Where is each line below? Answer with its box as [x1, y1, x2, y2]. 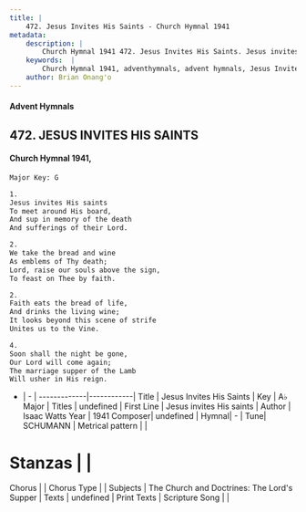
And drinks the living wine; [9, 308, 120, 317]
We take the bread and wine [9, 248, 117, 258]
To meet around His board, [9, 206, 112, 215]
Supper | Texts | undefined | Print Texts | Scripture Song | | [9, 492, 230, 503]
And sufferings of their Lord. [9, 224, 128, 233]
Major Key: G [9, 172, 59, 183]
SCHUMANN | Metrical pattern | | [22, 421, 148, 432]
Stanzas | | [9, 453, 93, 473]
